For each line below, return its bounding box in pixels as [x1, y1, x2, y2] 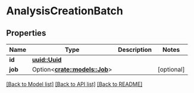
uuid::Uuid [32, 55, 62, 64]
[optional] [157, 66, 185, 73]
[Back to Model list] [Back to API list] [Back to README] [6, 80, 143, 88]
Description [118, 46, 152, 54]
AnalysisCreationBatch [6, 4, 124, 18]
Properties [6, 28, 46, 38]
